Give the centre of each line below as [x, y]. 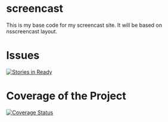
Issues [23, 56]
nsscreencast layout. [32, 31]
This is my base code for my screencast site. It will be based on [84, 25]
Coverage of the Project [66, 96]
